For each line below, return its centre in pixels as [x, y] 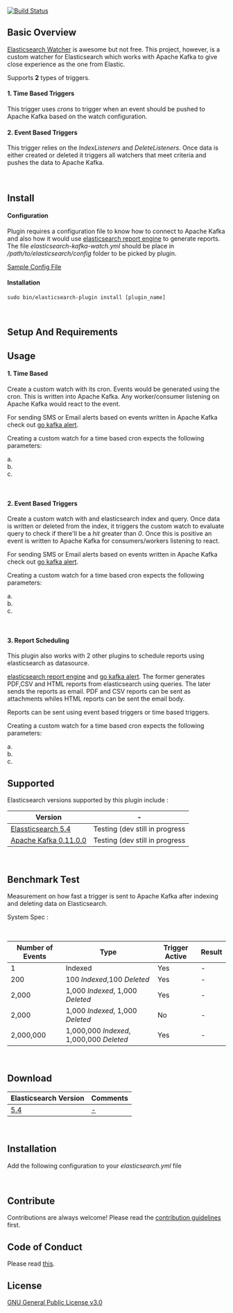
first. [14, 1225]
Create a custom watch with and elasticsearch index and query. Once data [114, 519]
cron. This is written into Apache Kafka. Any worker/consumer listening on [113, 396]
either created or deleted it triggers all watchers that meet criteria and [107, 155]
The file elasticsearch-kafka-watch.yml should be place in [91, 246]
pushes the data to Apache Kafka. [56, 163]
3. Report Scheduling [38, 640]
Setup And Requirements [62, 332]
